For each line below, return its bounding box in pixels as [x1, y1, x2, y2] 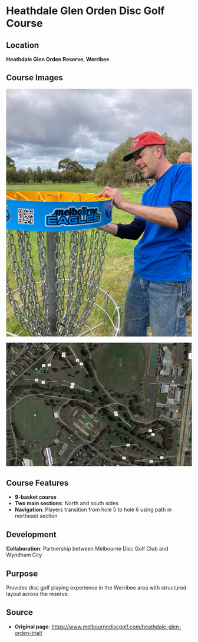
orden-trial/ [14, 629, 43, 636]
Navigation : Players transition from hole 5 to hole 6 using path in [14, 506, 172, 513]
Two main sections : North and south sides [14, 500, 119, 507]
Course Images [6, 73, 64, 83]
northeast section [14, 512, 58, 519]
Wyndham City [6, 551, 42, 558]
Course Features [6, 478, 69, 488]
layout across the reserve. [6, 590, 70, 597]
